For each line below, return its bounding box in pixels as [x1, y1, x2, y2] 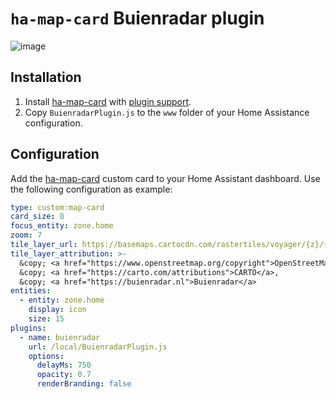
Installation [10, 69, 82, 86]
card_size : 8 [10, 212, 65, 222]
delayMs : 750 [36, 360, 92, 371]
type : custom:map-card [10, 202, 105, 212]
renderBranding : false [36, 379, 132, 389]
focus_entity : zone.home [10, 221, 114, 231]
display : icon [28, 305, 87, 315]
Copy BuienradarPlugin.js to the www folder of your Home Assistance [24, 106, 310, 118]
